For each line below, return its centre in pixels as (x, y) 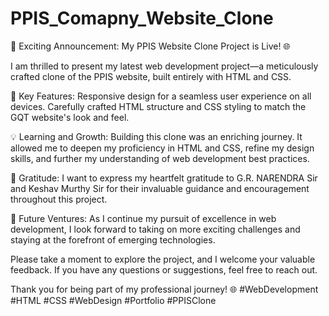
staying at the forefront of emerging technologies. (113, 239)
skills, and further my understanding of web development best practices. (160, 158)
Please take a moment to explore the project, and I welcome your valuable (163, 259)
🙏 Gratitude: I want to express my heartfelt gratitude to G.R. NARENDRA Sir (164, 178)
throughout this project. (59, 199)
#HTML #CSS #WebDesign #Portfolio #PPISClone (113, 300)
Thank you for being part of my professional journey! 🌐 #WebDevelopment (164, 289)
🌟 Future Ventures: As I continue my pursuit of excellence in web (143, 218)
